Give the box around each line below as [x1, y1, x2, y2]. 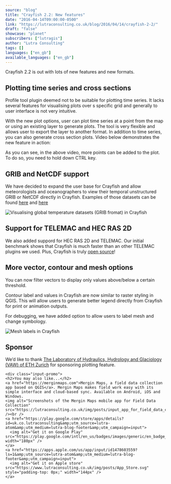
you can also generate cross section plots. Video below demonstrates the [5, 134, 160, 140]
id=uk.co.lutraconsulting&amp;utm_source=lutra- [5, 421, 110, 426]
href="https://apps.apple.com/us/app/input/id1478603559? [12, 447, 138, 453]
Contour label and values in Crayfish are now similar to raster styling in [5, 292, 154, 298]
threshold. [5, 282, 27, 288]
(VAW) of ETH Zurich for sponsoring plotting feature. [5, 362, 116, 368]
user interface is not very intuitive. [5, 108, 77, 114]
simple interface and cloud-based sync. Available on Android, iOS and [5, 390, 160, 395]
